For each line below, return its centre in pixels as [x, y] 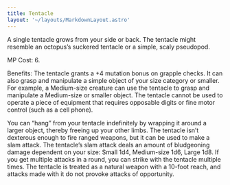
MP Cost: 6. [24, 60]
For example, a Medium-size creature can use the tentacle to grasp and [108, 88]
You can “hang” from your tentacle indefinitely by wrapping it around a [107, 123]
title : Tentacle [30, 13]
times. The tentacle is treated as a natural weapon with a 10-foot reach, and [114, 166]
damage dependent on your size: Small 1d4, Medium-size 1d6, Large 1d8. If [113, 152]
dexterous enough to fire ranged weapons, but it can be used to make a [108, 137]
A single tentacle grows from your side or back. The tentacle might [102, 39]
